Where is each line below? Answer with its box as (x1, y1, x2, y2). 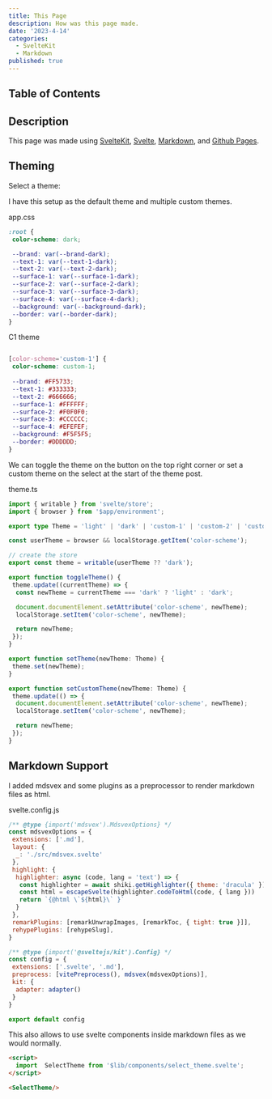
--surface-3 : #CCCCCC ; (11, 415, 89, 423)
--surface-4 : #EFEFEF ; (11, 422, 89, 431)
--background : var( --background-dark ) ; (11, 303, 147, 311)
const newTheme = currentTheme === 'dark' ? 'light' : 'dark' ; (15, 588, 234, 596)
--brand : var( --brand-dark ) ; (11, 250, 111, 258)
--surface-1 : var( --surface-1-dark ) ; (11, 273, 139, 281)
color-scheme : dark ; (11, 235, 82, 244)
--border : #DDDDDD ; (11, 438, 79, 446)
